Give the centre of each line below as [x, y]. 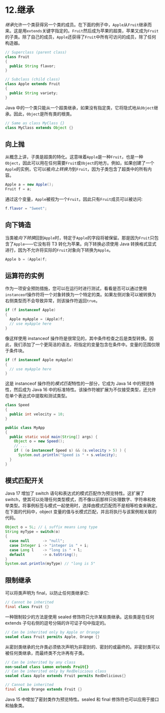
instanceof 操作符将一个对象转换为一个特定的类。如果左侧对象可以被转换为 [81, 294]
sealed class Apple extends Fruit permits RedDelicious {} [66, 676]
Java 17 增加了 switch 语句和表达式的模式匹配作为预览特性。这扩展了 [75, 493]
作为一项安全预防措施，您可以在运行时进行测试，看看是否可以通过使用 [76, 289]
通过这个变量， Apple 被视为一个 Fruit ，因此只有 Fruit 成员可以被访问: [74, 199]
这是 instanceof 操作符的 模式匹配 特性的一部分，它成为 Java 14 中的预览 [78, 384]
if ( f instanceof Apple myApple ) [39, 360]
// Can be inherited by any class [41, 662]
